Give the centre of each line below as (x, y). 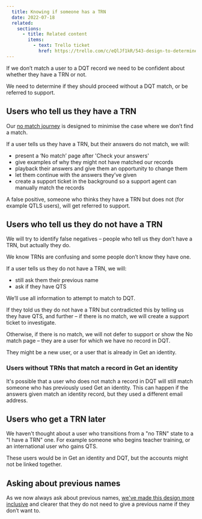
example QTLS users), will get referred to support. (68, 206)
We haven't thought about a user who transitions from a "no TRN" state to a (100, 434)
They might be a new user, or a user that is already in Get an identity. (91, 352)
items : (36, 40)
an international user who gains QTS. (52, 446)
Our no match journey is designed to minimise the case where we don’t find (100, 126)
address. (17, 400)
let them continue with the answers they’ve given (76, 174)
